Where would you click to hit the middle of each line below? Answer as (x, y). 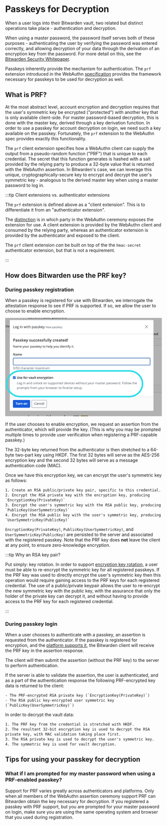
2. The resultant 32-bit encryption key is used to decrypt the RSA (78, 729)
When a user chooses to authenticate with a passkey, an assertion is (75, 634)
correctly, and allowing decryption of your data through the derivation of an (83, 48)
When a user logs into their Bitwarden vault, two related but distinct (74, 23)
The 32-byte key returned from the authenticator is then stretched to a (77, 449)
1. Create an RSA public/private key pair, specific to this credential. (83, 490)
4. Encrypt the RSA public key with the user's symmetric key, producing (83, 515)
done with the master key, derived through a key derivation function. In (78, 122)
